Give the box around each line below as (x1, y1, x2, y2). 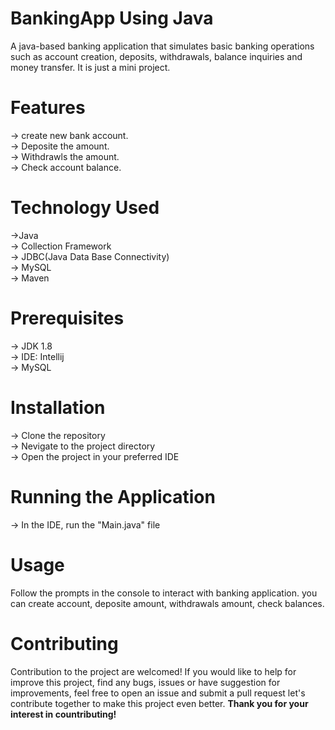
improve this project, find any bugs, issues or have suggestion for (10, 676, 281, 688)
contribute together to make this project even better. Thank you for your (10, 697, 309, 709)
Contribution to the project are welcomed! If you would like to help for (10, 665, 297, 677)
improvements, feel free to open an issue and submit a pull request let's (10, 687, 306, 699)
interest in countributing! (10, 708, 117, 720)
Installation (10, 396, 106, 419)
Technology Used (10, 197, 160, 219)
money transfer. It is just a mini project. (10, 61, 171, 73)
